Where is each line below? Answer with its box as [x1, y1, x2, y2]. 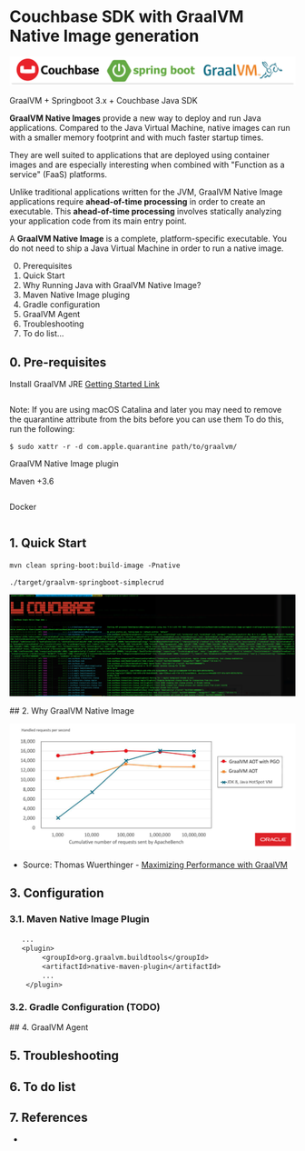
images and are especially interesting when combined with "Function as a [9, 159, 285, 170]
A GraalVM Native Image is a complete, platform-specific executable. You [9, 234, 288, 245]
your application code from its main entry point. [9, 215, 188, 226]
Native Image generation [9, 25, 200, 46]
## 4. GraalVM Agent [9, 1021, 89, 1033]
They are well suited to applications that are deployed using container [9, 150, 271, 161]
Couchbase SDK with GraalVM [9, 6, 244, 27]
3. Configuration [9, 886, 104, 901]
